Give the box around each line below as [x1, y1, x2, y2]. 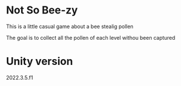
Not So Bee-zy [6, 4, 78, 17]
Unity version [6, 55, 73, 68]
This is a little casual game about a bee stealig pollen [6, 23, 134, 30]
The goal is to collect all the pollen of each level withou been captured [6, 34, 176, 41]
